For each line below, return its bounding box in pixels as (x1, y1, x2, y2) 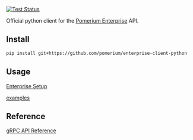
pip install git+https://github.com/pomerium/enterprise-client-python (6, 50, 187, 56)
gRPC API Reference (6, 127, 56, 134)
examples (6, 94, 30, 101)
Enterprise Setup (6, 82, 48, 89)
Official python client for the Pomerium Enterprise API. (6, 17, 139, 24)
